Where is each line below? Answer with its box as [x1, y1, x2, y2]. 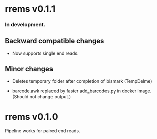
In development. [5, 21, 46, 28]
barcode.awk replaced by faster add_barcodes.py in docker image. [12, 88, 152, 94]
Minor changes [5, 65, 54, 73]
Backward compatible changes [5, 36, 104, 45]
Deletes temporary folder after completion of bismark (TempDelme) [12, 78, 152, 84]
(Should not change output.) [12, 93, 71, 99]
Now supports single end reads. [12, 50, 79, 56]
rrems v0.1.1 [5, 3, 56, 15]
